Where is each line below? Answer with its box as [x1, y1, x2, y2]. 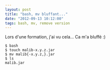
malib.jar [5, 60, 25, 66]
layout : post [5, 7, 31, 12]
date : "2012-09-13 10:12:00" [5, 16, 64, 21]
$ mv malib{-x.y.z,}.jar [5, 52, 55, 57]
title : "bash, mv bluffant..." [5, 12, 68, 17]
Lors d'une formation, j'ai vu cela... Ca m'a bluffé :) [5, 34, 106, 40]
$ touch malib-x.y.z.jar [5, 48, 55, 52]
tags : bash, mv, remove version [5, 20, 70, 26]
